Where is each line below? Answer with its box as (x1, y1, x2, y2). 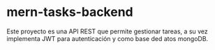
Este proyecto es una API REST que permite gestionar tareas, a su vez (6, 27, 209, 35)
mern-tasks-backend (6, 4, 133, 20)
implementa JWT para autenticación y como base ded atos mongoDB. (6, 34, 209, 42)
